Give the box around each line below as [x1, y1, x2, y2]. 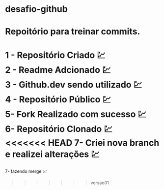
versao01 [90, 180, 109, 186]
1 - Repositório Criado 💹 [5, 49, 106, 61]
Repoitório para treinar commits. [5, 26, 140, 37]
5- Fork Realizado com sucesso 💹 [5, 108, 147, 120]
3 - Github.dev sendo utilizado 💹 [5, 79, 142, 90]
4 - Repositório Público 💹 [5, 94, 111, 105]
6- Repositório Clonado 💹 [5, 123, 113, 134]
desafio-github [5, 3, 68, 15]
